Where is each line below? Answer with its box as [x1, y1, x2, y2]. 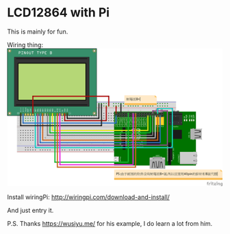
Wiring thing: [7, 40, 43, 49]
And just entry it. [7, 206, 54, 214]
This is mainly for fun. [7, 27, 68, 36]
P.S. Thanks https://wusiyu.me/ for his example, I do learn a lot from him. [7, 219, 213, 227]
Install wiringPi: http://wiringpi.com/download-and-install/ [7, 193, 170, 201]
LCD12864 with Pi [7, 5, 110, 21]
